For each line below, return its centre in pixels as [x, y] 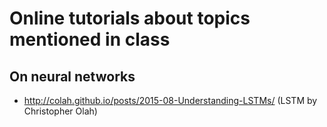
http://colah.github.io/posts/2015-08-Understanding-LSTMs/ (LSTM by [170, 100]
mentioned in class [90, 39]
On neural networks [72, 76]
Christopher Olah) [60, 111]
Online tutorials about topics [130, 18]
